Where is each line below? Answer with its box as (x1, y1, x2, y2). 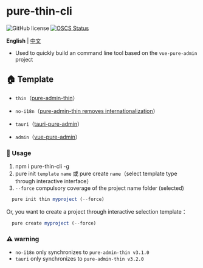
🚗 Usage (6, 148, 32, 157)
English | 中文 (6, 37, 41, 44)
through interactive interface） (15, 178, 92, 185)
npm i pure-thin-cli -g (15, 163, 70, 170)
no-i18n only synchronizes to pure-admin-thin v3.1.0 (15, 248, 150, 256)
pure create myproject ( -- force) (12, 220, 97, 226)
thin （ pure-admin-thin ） (15, 94, 78, 101)
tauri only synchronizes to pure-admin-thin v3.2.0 (15, 255, 144, 263)
